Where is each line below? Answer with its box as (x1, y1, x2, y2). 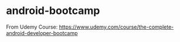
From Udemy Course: (6, 23, 58, 30)
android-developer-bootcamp (6, 29, 78, 36)
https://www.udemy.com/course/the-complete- (59, 23, 174, 30)
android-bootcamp (6, 4, 100, 17)
